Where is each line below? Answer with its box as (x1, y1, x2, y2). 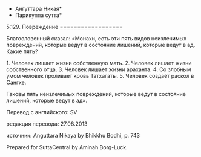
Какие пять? (6, 48, 38, 55)
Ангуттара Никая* (15, 5, 62, 12)
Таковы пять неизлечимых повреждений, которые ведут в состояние (6, 91, 186, 97)
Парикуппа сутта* (15, 11, 62, 19)
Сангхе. (6, 78, 27, 86)
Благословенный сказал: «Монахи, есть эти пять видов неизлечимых (6, 35, 186, 42)
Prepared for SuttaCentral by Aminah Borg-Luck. (6, 144, 128, 150)
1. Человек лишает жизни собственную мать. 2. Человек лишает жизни (6, 60, 192, 66)
